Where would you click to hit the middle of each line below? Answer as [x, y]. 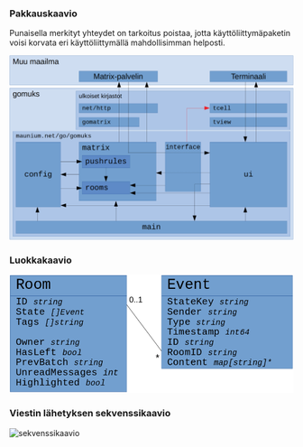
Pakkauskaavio [44, 14]
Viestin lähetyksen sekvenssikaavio [90, 414]
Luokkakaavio [41, 260]
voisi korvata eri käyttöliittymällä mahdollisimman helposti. [117, 42]
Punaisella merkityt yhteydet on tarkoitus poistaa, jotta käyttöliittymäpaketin [150, 33]
